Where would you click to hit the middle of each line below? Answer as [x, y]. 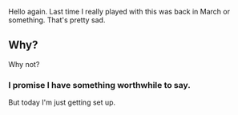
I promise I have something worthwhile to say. [99, 85]
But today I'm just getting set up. [62, 102]
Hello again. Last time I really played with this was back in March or [119, 12]
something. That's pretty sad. [57, 20]
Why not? [24, 64]
